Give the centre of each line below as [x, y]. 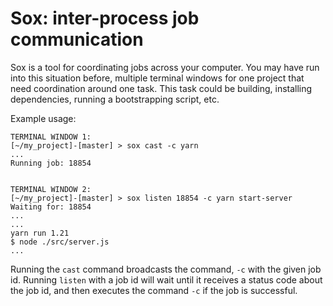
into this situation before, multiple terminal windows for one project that [157, 78]
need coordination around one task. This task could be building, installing [161, 88]
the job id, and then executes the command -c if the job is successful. [154, 290]
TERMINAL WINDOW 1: [51, 137]
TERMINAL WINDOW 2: [51, 189]
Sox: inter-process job [105, 18]
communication [77, 39]
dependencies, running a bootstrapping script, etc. [115, 99]
